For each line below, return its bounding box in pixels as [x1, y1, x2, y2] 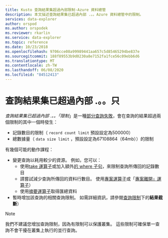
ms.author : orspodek [5, 26, 48, 31]
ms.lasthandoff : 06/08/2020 [5, 68, 64, 73]
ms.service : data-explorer [5, 35, 61, 40]
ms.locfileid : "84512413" [5, 72, 59, 77]
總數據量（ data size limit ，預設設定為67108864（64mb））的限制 [12, 136, 154, 142]
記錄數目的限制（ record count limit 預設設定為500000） [12, 129, 133, 135]
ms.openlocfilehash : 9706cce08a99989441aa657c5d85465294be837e [5, 49, 140, 54]
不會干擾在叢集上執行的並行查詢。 [9, 227, 80, 233]
